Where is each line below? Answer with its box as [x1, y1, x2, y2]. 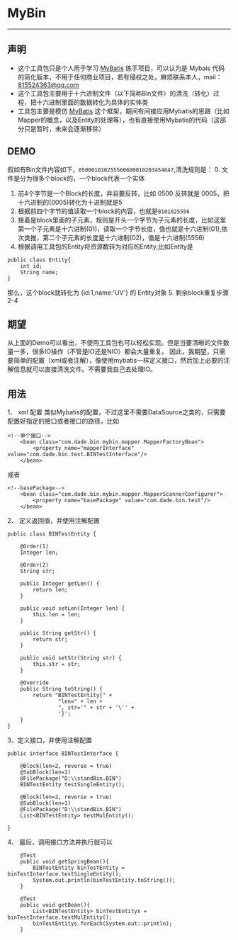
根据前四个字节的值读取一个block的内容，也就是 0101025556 [17, 207, 190, 215]
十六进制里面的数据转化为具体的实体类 [36, 98, 149, 106]
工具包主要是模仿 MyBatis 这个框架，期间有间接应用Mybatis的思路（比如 [17, 106, 230, 115]
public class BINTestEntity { [7, 531, 97, 538]
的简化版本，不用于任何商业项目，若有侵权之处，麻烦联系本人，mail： [17, 72, 222, 81]
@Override [20, 679, 50, 686]
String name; [20, 268, 59, 276]
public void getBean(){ [20, 902, 91, 909]
